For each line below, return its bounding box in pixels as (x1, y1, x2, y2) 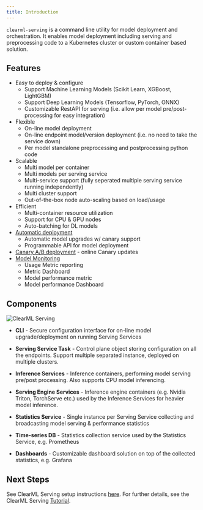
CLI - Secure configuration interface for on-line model (15, 327, 152, 334)
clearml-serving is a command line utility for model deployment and (6, 26, 178, 33)
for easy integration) (54, 111, 106, 119)
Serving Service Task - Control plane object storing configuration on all (15, 345, 197, 353)
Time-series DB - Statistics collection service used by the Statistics (15, 432, 186, 439)
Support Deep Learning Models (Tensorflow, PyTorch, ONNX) (24, 99, 180, 106)
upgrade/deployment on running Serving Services (15, 333, 142, 340)
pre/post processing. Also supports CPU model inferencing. (15, 377, 166, 384)
